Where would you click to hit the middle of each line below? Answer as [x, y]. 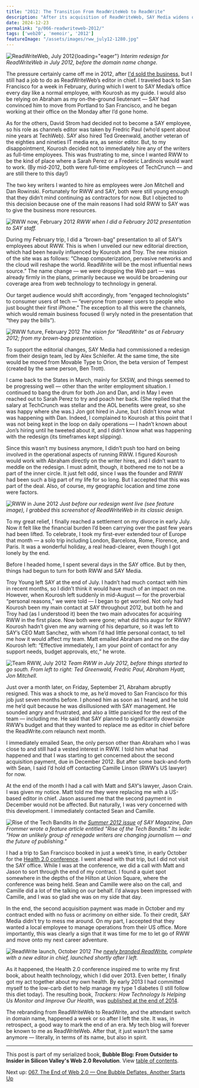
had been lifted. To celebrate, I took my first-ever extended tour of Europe [96, 534]
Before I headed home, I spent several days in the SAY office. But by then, [96, 564]
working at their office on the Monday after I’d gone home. [77, 111]
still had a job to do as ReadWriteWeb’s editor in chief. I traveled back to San [99, 80]
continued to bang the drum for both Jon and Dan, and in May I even [90, 393]
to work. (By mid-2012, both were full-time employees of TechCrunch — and [99, 167]
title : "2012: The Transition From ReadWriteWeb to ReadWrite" [86, 12]
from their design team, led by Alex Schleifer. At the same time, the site [93, 356]
